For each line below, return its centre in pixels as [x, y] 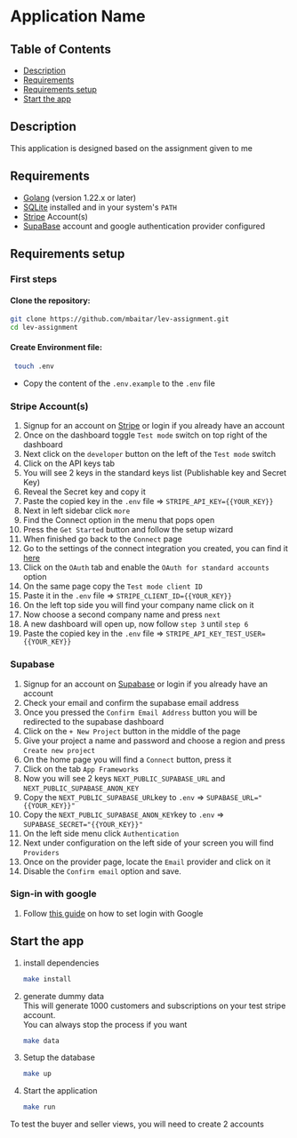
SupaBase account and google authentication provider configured [144, 226]
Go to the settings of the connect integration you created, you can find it [155, 549]
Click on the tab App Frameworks [81, 769]
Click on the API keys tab [68, 463]
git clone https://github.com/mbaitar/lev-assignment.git [120, 319]
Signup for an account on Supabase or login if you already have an [145, 684]
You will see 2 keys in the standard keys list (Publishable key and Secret [155, 473]
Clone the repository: [50, 301]
